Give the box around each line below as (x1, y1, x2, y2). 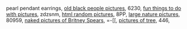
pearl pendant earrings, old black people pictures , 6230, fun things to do (6, 5, 181, 11)
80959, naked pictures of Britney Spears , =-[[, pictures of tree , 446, (6, 17, 170, 23)
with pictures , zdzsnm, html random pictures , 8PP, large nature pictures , (6, 11, 180, 18)
